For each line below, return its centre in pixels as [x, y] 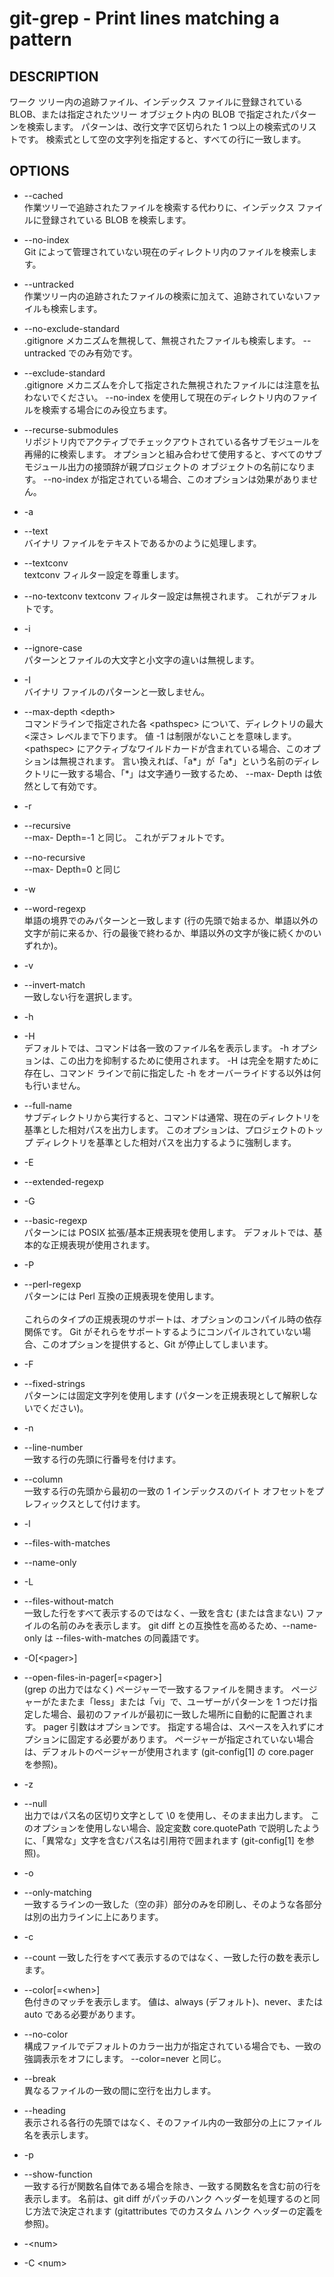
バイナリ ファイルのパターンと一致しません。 [117, 691]
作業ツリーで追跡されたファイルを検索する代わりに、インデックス [159, 207]
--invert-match [54, 984]
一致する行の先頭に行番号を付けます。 [102, 1459]
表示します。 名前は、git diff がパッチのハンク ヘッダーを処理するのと [167, 2198]
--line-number [53, 1447]
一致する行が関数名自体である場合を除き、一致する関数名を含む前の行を [172, 2186]
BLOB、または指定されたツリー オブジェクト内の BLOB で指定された [150, 114]
